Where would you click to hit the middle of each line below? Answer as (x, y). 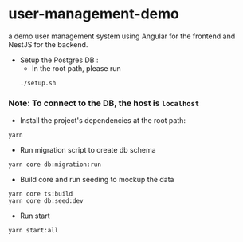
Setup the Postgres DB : (59, 60)
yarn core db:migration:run (55, 165)
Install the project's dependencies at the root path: (102, 121)
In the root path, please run (76, 68)
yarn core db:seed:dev (46, 201)
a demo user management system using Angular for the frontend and (122, 36)
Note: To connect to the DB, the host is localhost (104, 103)
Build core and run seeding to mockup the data (97, 180)
